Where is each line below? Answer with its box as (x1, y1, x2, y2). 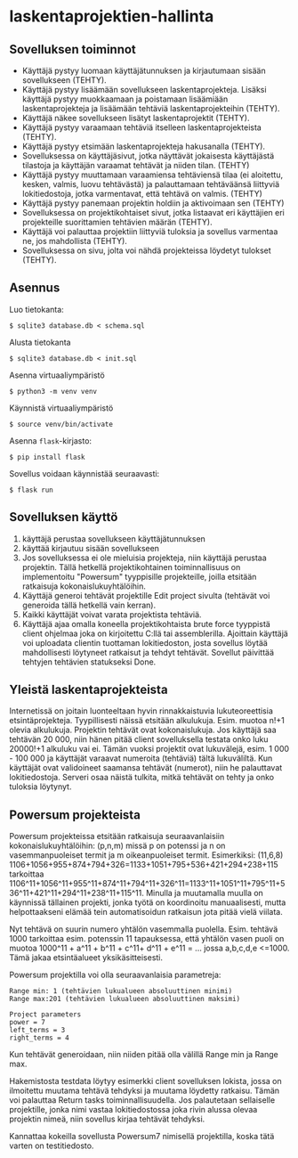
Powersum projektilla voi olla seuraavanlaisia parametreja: (9, 969, 221, 981)
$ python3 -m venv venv (9, 387, 98, 396)
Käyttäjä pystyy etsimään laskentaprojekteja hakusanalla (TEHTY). (21, 141, 265, 151)
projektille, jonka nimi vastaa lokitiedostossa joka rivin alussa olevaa (9, 1105, 258, 1115)
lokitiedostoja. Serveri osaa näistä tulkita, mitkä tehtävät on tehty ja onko (9, 772, 274, 783)
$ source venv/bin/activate (9, 420, 114, 428)
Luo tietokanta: (9, 304, 64, 314)
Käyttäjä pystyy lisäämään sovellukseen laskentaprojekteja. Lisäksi (21, 85, 267, 94)
